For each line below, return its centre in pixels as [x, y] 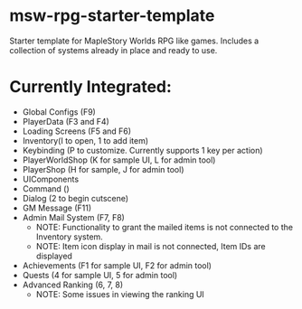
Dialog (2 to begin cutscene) [75, 198]
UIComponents [51, 179]
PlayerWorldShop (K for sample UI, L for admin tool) [119, 160]
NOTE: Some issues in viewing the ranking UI [120, 294]
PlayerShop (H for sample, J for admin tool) [103, 169]
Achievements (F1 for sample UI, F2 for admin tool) [117, 265]
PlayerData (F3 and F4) [66, 121]
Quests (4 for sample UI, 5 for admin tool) [100, 275]
